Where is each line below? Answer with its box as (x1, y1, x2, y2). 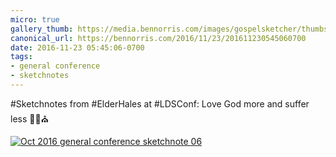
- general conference (10, 61, 101, 71)
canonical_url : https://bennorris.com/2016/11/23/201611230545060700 (10, 33, 307, 43)
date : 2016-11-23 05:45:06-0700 (10, 42, 145, 53)
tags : (10, 52, 33, 62)
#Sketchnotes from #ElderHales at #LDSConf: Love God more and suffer (10, 97, 310, 110)
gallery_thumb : (10, 24, 74, 34)
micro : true (10, 14, 60, 25)
